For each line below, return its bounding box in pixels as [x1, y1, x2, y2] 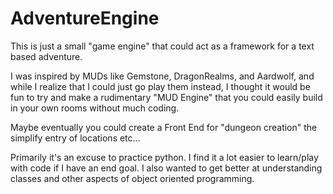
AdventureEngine [10, 7, 160, 30]
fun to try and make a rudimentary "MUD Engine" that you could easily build [10, 91, 323, 103]
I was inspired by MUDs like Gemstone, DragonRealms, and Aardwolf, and [10, 70, 315, 82]
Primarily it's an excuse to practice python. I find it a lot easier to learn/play [10, 151, 319, 163]
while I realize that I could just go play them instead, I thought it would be [10, 80, 311, 92]
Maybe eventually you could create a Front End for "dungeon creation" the [10, 121, 318, 133]
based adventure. [10, 50, 83, 62]
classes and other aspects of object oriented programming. [10, 172, 255, 184]
